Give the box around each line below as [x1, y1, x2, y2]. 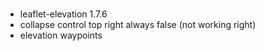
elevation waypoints [19, 29, 103, 41]
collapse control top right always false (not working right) [19, 18, 257, 30]
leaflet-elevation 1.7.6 [19, 8, 108, 20]
